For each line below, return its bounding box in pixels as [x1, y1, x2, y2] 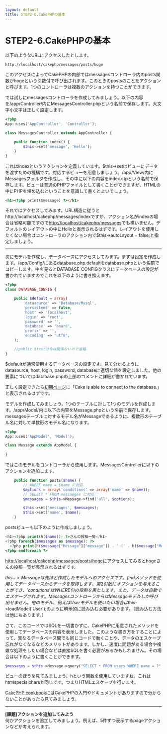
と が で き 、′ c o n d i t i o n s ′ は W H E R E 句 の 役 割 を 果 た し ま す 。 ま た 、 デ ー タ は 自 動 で [5, 587, 162, 593]
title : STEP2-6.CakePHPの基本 [5, 12, 66, 17]
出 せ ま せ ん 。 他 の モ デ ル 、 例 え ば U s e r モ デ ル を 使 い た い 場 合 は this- [5, 599, 138, 605]
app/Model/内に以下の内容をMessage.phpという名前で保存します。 [14, 407, 154, 413]
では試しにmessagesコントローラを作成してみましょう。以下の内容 [5, 95, 143, 101]
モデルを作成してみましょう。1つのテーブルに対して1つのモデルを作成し [5, 401, 152, 407]
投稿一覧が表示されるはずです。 [13, 564, 79, 570]
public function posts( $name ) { [14, 478, 81, 483]
